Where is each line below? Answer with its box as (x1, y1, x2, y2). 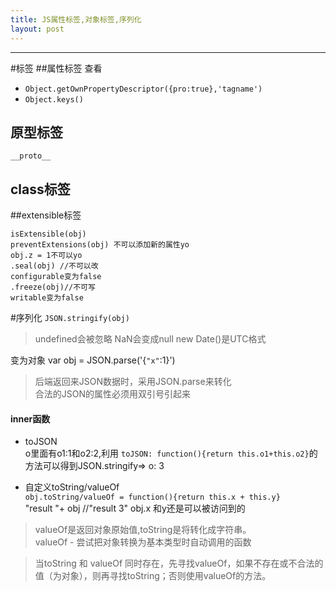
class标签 (10, 181, 71, 198)
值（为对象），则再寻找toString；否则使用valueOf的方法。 (34, 570, 272, 582)
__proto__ (10, 151, 52, 161)
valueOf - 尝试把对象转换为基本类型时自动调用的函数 (34, 536, 252, 548)
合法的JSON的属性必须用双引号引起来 (34, 388, 192, 400)
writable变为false (10, 293, 84, 303)
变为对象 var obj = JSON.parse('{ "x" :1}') (10, 354, 176, 366)
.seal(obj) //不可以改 (10, 261, 99, 271)
